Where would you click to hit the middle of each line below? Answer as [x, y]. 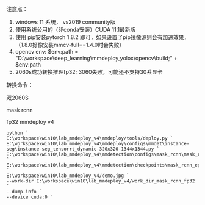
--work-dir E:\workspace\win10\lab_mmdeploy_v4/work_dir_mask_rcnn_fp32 [101, 181]
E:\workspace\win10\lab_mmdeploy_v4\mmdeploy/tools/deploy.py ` [90, 138]
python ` [17, 133]
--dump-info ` [24, 192]
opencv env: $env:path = [47, 52]
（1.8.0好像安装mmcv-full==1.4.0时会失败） [70, 45]
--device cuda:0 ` [30, 197]
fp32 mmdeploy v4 [30, 122]
